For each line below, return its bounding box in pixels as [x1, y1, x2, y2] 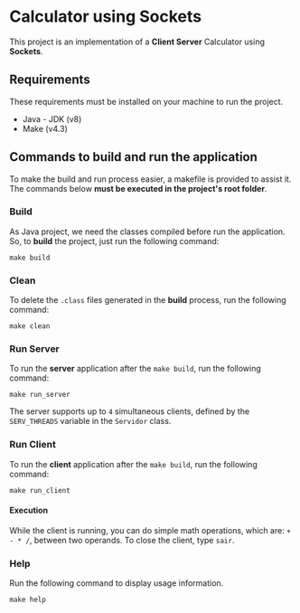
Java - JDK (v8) [22, 113, 82, 124]
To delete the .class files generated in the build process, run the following [9, 295, 286, 306]
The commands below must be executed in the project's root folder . [9, 183, 267, 193]
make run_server [9, 391, 70, 400]
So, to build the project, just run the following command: [9, 235, 220, 246]
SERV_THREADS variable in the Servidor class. [9, 416, 172, 427]
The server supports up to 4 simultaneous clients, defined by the [9, 406, 250, 417]
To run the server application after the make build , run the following [9, 363, 262, 374]
